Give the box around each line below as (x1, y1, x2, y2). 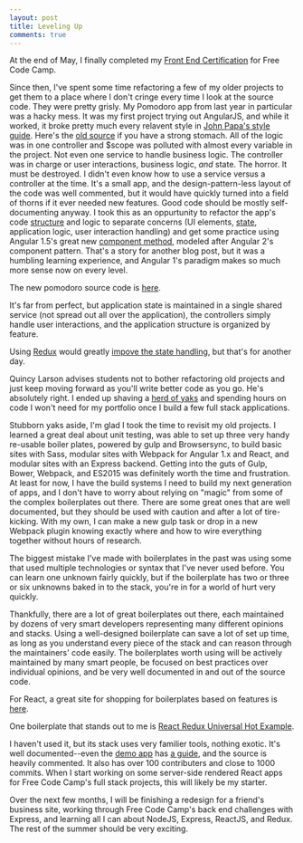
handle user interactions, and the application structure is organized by (9, 319, 271, 330)
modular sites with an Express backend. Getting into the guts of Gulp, (9, 458, 269, 469)
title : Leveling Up (9, 22, 83, 31)
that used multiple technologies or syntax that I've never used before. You (9, 562, 285, 573)
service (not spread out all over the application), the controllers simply (9, 310, 271, 321)
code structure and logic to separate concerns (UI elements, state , (9, 216, 258, 227)
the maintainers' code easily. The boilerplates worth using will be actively (9, 647, 283, 658)
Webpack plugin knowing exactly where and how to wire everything (9, 526, 262, 537)
